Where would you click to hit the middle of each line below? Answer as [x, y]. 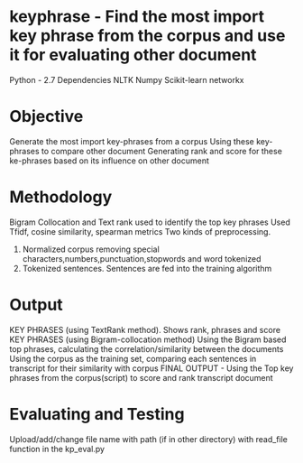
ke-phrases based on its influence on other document [110, 161]
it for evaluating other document [133, 55]
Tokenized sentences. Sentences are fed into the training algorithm [147, 268]
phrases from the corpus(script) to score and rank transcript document [141, 377]
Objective [46, 117]
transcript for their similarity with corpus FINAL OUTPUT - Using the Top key [151, 368]
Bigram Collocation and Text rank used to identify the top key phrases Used [150, 222]
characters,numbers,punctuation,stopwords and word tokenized [142, 258]
